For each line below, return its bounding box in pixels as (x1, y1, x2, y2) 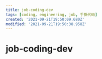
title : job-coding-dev (6, 7, 53, 13)
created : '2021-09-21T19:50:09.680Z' (6, 17, 85, 22)
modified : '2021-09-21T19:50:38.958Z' (6, 21, 87, 27)
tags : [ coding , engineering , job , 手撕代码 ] (6, 12, 97, 17)
